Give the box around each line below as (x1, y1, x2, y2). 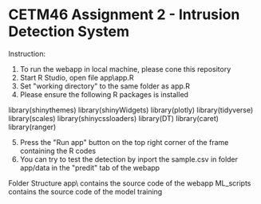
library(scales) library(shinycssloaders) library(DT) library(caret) (8, 113, 219, 123)
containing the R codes (19, 146, 97, 155)
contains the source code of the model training (8, 186, 163, 196)
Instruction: (8, 49, 46, 58)
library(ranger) (8, 122, 57, 131)
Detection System (8, 22, 130, 41)
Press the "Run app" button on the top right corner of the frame (19, 137, 229, 147)
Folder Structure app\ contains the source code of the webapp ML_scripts (8, 178, 251, 188)
